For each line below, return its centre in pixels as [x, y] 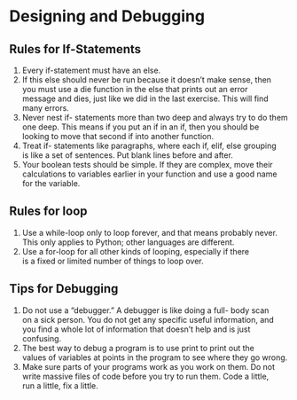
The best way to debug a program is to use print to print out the [138, 348]
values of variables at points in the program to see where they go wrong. [155, 357]
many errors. [45, 108]
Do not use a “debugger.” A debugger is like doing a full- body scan [145, 310]
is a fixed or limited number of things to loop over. [113, 261]
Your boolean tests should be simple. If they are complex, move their [147, 165]
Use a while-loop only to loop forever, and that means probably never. [149, 232]
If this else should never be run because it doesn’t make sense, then [147, 80]
